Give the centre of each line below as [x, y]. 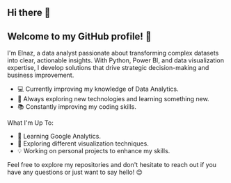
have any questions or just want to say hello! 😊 [75, 172]
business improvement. [41, 75]
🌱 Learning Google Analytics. [59, 137]
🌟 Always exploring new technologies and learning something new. [113, 99]
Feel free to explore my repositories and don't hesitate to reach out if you [112, 165]
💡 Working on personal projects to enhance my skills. [94, 151]
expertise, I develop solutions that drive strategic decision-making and [108, 68]
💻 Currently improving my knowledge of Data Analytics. [98, 89]
